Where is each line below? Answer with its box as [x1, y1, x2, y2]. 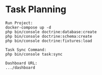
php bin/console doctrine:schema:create [5, 34, 93, 39]
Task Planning [5, 4, 67, 15]
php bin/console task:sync [5, 52, 63, 57]
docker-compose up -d [5, 24, 52, 30]
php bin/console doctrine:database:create [5, 29, 97, 34]
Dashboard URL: [5, 60, 38, 66]
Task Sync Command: [5, 47, 47, 52]
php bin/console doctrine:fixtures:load [5, 38, 93, 43]
